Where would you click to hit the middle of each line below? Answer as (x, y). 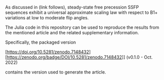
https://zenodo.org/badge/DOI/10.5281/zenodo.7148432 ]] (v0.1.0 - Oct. (80, 57)
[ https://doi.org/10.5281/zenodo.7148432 (47, 52)
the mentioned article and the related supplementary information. (72, 33)
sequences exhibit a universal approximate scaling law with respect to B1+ (82, 12)
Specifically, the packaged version (41, 42)
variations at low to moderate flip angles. (47, 18)
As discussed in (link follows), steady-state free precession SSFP (72, 7)
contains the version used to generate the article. (56, 72)
